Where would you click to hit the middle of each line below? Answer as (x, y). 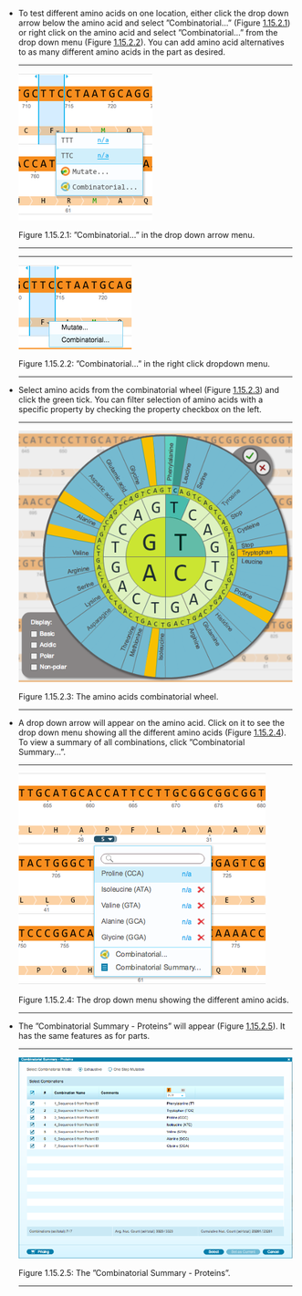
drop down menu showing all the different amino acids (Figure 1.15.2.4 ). (152, 732)
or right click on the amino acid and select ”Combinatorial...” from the (148, 32)
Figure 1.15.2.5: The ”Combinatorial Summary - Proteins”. (124, 1273)
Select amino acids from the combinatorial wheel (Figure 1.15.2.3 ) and (149, 390)
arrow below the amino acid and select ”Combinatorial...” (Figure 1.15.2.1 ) (154, 23)
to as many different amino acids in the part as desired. (122, 52)
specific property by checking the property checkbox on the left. (140, 409)
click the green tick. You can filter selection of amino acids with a (141, 399)
